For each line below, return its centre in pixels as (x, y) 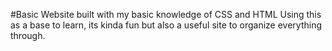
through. (28, 35)
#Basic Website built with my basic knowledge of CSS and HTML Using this (166, 14)
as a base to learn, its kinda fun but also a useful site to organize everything (166, 25)
